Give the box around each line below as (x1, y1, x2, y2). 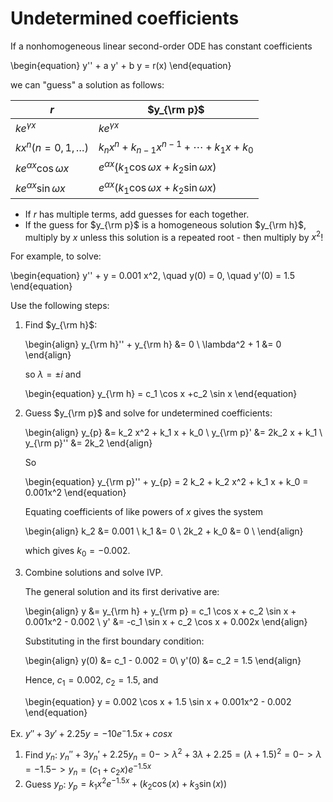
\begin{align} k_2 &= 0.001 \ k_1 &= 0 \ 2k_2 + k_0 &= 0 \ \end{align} (24, 525, 304, 537)
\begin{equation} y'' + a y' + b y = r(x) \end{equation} (10, 59, 232, 71)
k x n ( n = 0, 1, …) (15, 138, 89, 155)
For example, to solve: (10, 250, 102, 262)
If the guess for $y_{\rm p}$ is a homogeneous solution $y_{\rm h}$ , (24, 218, 307, 231)
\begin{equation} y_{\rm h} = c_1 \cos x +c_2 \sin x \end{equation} (24, 388, 298, 400)
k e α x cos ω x (15, 159, 70, 175)
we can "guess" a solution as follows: (10, 78, 165, 91)
